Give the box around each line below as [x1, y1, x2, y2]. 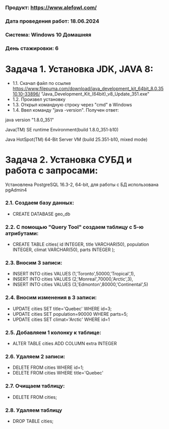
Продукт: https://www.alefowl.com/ [5, 4, 97, 11]
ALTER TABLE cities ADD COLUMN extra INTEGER [12, 341, 117, 347]
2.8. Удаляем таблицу [5, 406, 63, 413]
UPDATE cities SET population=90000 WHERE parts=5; [12, 311, 128, 317]
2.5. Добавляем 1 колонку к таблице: [5, 329, 101, 336]
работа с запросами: [5, 165, 98, 176]
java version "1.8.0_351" [5, 117, 54, 123]
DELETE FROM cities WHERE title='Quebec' [12, 370, 103, 376]
